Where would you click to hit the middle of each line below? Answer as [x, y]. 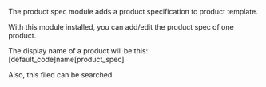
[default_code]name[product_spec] [66, 59]
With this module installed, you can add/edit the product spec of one [121, 27]
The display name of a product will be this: [78, 51]
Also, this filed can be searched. [61, 75]
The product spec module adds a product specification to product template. [133, 12]
